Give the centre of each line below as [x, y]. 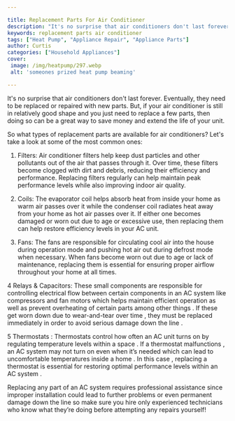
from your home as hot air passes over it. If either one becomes [109, 213]
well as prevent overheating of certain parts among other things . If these [113, 308]
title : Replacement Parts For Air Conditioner [76, 20]
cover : [17, 59]
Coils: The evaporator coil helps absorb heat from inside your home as [119, 199]
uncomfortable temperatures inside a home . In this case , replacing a [107, 359]
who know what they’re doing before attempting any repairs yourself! [107, 409]
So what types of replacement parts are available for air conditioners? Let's [116, 134]
